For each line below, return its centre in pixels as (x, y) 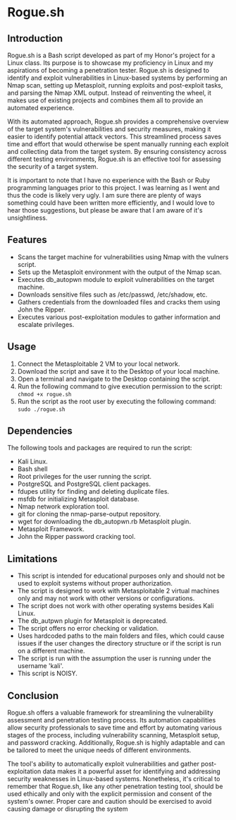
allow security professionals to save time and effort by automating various (114, 727)
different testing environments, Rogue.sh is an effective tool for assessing (114, 159)
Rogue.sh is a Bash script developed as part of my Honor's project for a (111, 55)
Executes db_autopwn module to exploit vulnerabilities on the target (116, 279)
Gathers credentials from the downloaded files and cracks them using (119, 302)
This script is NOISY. (47, 673)
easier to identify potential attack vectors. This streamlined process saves (114, 136)
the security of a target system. (53, 166)
